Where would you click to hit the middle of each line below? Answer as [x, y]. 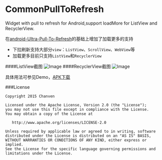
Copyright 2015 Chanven [30, 96]
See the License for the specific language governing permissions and [80, 149]
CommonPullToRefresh [55, 9]
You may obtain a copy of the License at [49, 114]
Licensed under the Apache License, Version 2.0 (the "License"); [76, 105]
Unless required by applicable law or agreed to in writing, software [80, 131]
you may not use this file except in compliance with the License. [77, 109]
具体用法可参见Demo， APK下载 [38, 77]
